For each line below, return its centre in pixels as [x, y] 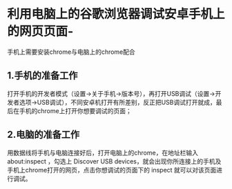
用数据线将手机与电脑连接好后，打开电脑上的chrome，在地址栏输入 [103, 152]
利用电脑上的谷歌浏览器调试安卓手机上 [116, 14]
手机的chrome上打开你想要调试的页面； [76, 110]
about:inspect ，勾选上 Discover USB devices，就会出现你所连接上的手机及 [114, 161]
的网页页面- [40, 31]
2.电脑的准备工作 [43, 135]
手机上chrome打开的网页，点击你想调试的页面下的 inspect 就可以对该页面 [112, 170]
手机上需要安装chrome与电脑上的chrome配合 [71, 52]
